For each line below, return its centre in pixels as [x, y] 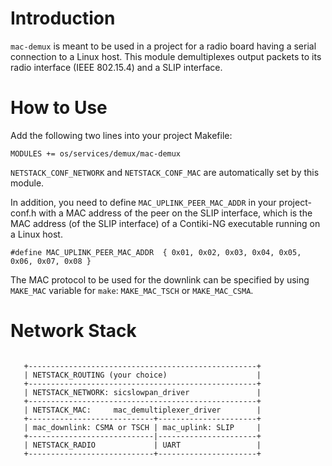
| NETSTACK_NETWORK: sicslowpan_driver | [142, 392]
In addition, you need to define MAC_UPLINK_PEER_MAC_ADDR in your [143, 202]
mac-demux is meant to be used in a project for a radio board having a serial [163, 46]
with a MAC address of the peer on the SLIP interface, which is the [175, 213]
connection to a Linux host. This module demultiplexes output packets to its [166, 56]
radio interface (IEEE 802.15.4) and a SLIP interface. [116, 67]
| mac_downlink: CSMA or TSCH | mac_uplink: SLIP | [142, 427]
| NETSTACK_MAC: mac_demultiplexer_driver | [142, 410]
